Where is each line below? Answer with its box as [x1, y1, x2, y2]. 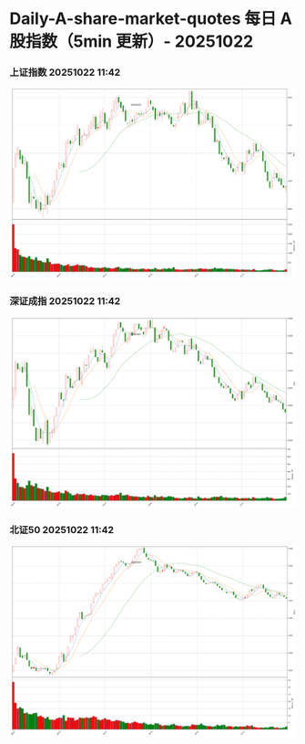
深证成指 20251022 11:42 [9, 294, 121, 307]
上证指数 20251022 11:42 [9, 66, 121, 79]
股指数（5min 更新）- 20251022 [9, 31, 254, 52]
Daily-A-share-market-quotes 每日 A [9, 8, 293, 29]
